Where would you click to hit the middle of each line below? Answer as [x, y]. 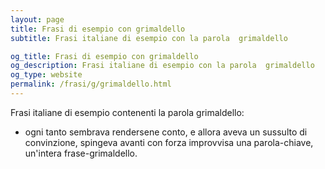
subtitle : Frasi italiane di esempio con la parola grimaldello [149, 38]
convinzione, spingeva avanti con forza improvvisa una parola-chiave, [169, 142]
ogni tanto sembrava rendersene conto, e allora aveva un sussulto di [166, 132]
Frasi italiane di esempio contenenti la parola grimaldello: [127, 112]
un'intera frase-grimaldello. [81, 153]
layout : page [37, 19]
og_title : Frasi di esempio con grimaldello [104, 56]
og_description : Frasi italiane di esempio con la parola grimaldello [162, 66]
